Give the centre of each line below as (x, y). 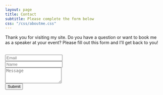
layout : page (19, 10)
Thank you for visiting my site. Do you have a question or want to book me (81, 37)
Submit (14, 87)
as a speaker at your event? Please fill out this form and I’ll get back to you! (82, 43)
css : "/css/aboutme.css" (31, 23)
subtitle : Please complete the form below (50, 19)
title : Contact (21, 14)
